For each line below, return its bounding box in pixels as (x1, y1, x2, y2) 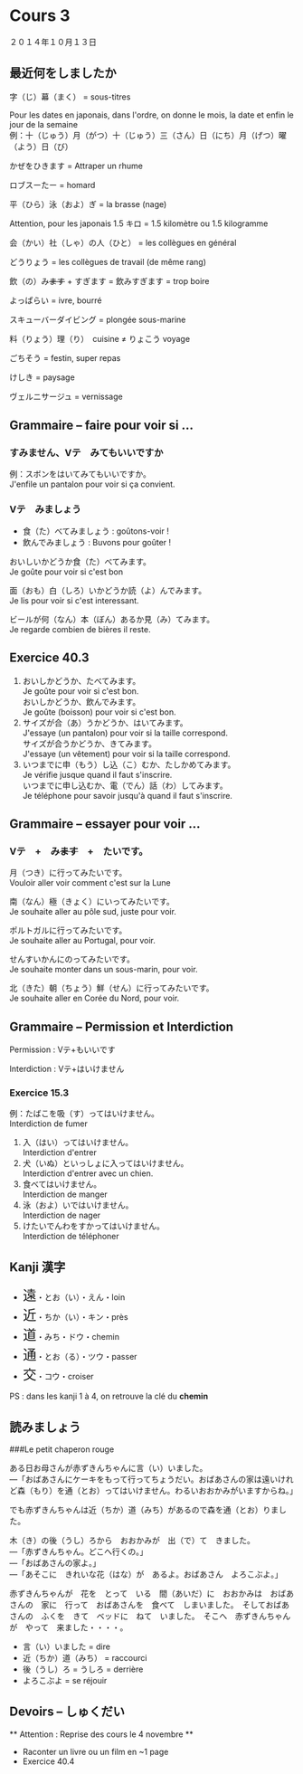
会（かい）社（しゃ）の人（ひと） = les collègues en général (9, 237, 237, 248)
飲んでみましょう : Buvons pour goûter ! (22, 536, 172, 547)
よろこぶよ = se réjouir (22, 1674, 108, 1685)
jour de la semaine (9, 119, 79, 129)
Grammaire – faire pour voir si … (9, 418, 194, 433)
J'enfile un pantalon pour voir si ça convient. (9, 479, 175, 489)
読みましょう (9, 1419, 81, 1435)
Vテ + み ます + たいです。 (9, 845, 148, 858)
